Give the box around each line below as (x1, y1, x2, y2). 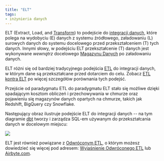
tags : (5, 12, 16, 17)
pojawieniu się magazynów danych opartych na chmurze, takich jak (5, 96, 142, 102)
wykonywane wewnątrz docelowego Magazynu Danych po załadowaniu (5, 51, 151, 57)
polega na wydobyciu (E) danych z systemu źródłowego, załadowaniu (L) (5, 35, 153, 41)
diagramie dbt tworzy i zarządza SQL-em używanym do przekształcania (5, 116, 151, 122)
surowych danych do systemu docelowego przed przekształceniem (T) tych (5, 40, 159, 46)
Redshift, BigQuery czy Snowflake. (5, 101, 75, 107)
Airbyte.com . (5, 151, 31, 157)
